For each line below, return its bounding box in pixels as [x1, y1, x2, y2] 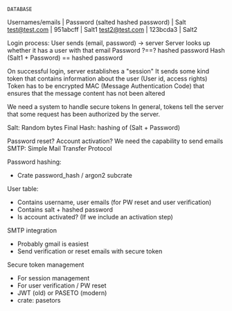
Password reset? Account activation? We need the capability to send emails [7, 137, 224, 145]
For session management [17, 274, 90, 282]
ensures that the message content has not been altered [7, 90, 166, 97]
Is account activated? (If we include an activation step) [17, 213, 173, 221]
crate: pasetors [17, 296, 61, 304]
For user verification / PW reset [17, 281, 107, 289]
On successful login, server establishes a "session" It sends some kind [7, 67, 210, 75]
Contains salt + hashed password [17, 205, 113, 214]
